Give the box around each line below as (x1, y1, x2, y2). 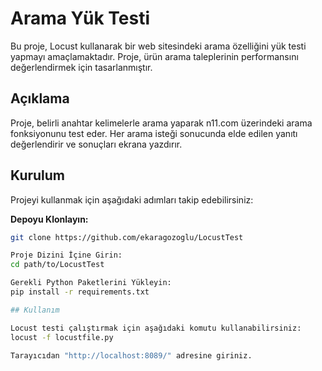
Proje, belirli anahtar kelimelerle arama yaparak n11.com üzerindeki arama (10, 117, 313, 129)
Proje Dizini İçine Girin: (10, 250, 123, 261)
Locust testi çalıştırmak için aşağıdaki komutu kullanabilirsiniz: (10, 323, 302, 333)
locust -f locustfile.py (10, 332, 114, 342)
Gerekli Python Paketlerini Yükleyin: (10, 278, 172, 288)
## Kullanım (10, 305, 60, 315)
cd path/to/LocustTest (10, 260, 105, 270)
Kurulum (10, 167, 66, 184)
